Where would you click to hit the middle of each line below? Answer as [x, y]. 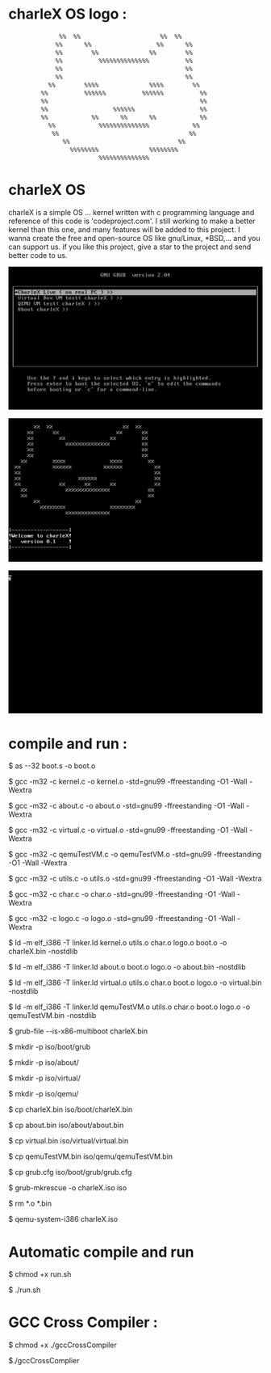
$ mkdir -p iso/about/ [44, 1062]
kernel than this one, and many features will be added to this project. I [124, 229]
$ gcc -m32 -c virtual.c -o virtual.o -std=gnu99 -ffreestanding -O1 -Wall [128, 830]
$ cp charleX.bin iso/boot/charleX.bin [71, 1109]
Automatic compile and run [101, 1252]
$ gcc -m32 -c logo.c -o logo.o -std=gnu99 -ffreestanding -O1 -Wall [122, 919]
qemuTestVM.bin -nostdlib [52, 1016]
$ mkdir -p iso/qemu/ [44, 1094]
